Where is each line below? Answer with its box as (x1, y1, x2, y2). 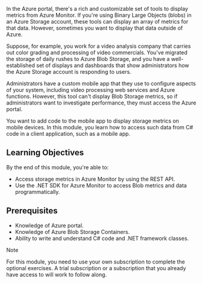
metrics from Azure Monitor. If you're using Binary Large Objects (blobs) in (6, 11, 192, 19)
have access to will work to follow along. (6, 271, 107, 278)
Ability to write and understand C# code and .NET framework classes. (14, 234, 189, 242)
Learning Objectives (6, 147, 84, 158)
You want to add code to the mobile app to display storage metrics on (6, 117, 180, 124)
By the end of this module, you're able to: (6, 163, 109, 171)
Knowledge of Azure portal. (14, 222, 84, 229)
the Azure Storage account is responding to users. (6, 68, 131, 75)
